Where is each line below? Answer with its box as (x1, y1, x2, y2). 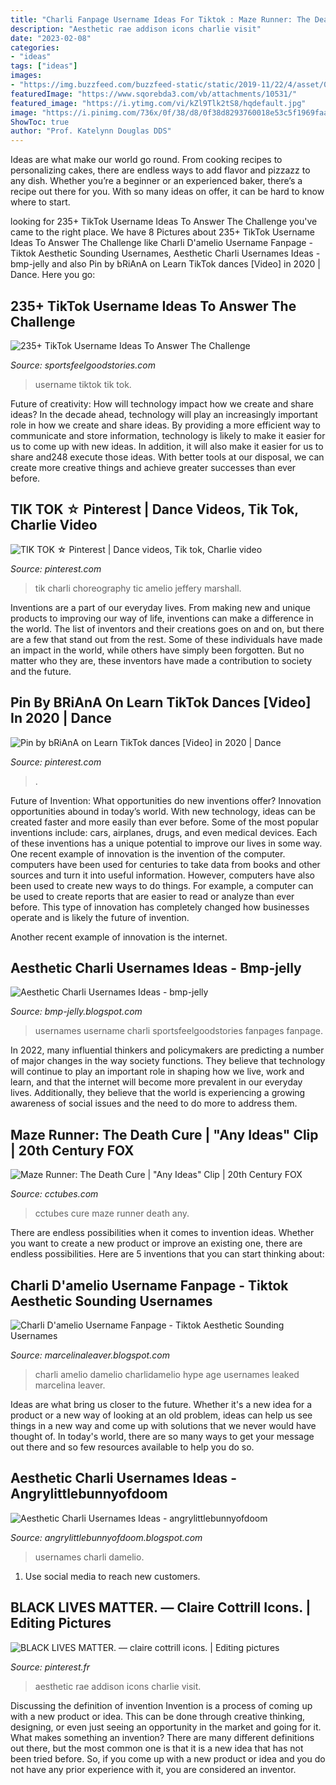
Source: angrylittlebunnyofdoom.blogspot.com (10, 1531, 203, 1543)
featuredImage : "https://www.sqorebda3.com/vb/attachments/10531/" (10, 89, 298, 99)
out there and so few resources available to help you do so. (10, 1441, 255, 1453)
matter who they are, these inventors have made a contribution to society (10, 654, 313, 666)
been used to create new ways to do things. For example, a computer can (10, 879, 314, 891)
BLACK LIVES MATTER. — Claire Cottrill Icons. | (10, 1599, 312, 1616)
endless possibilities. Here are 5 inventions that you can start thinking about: (10, 1248, 325, 1260)
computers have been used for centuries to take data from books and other (10, 858, 321, 870)
